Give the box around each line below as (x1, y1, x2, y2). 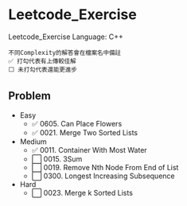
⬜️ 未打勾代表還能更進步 (8, 65, 77, 73)
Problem (8, 89, 52, 103)
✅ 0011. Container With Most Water (31, 145, 147, 154)
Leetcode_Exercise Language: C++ (8, 32, 123, 41)
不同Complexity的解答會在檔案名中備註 (8, 49, 122, 56)
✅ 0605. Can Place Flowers (31, 119, 123, 128)
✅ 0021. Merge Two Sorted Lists (31, 127, 138, 137)
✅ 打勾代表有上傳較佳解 (8, 57, 77, 65)
